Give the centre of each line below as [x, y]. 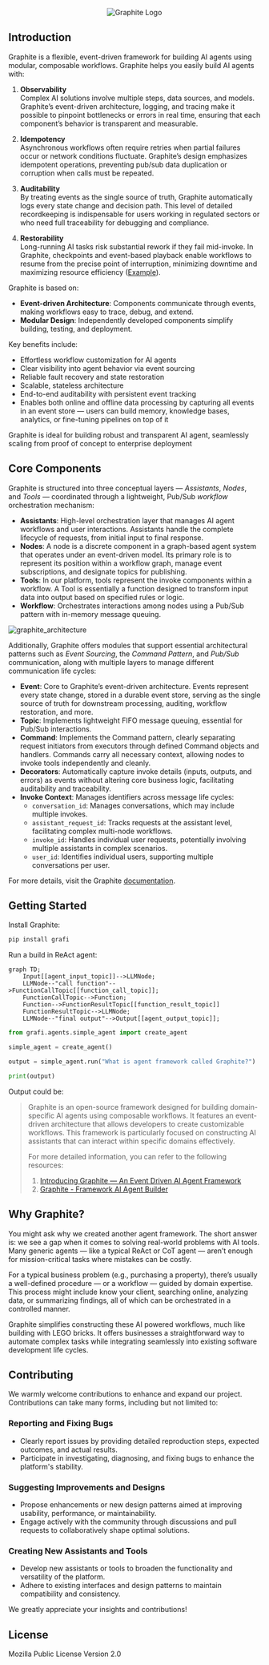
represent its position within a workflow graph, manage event [121, 563]
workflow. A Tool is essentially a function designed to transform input [134, 588]
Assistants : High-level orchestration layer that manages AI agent [127, 520]
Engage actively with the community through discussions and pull [128, 1522]
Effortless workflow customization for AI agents [98, 360]
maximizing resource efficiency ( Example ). [90, 272]
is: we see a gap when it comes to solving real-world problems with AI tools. [134, 1242]
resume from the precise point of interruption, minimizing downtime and [139, 264]
